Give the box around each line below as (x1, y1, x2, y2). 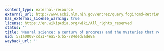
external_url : (5, 12, 34, 17)
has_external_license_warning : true (5, 16, 80, 21)
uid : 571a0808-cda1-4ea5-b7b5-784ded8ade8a (5, 34, 95, 39)
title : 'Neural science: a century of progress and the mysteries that (5, 30, 154, 34)
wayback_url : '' (5, 39, 38, 44)
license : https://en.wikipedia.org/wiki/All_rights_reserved (5, 20, 132, 26)
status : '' (5, 25, 27, 30)
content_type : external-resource (5, 7, 73, 12)
